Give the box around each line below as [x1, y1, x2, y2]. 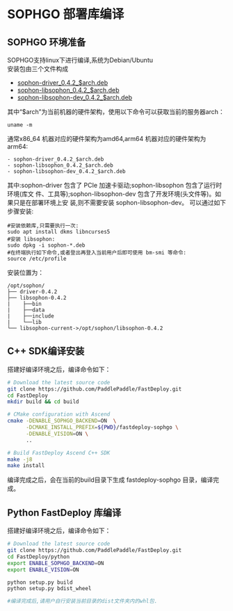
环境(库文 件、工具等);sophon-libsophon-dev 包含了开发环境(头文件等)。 [7, 190, 216, 198]
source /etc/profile [7, 255, 67, 262]
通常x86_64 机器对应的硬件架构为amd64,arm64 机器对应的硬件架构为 [7, 135, 207, 142]
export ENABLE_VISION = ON [7, 566, 79, 573]
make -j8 [7, 456, 33, 463]
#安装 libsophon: [7, 236, 56, 243]
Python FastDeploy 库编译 [7, 507, 122, 519]
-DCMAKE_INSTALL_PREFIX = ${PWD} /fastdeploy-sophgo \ [25, 424, 179, 431]
